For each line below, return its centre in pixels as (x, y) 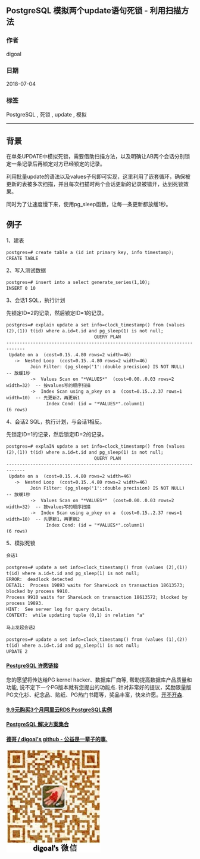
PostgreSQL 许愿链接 (32, 665)
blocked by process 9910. (38, 591)
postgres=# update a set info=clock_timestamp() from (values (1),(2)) (97, 639)
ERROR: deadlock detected (40, 579)
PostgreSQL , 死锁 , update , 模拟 (47, 115)
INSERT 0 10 (21, 288)
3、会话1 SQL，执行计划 (36, 300)
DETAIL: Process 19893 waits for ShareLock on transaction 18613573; (96, 585)
